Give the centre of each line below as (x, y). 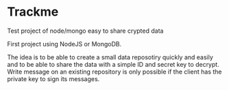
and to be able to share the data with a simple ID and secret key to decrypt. (113, 64)
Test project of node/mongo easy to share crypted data (85, 31)
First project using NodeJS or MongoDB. (64, 44)
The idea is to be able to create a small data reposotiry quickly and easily (110, 57)
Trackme (33, 12)
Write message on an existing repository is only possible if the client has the (114, 72)
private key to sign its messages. (53, 78)
